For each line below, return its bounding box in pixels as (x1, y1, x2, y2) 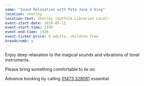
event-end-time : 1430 (5, 29, 49, 34)
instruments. (5, 57, 30, 63)
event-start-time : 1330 (5, 25, 53, 30)
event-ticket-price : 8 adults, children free (5, 34, 98, 39)
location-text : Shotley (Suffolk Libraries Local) (5, 16, 110, 21)
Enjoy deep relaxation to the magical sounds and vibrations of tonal (5, 52, 140, 57)
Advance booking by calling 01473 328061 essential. (5, 75, 111, 81)
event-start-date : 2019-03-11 (5, 20, 66, 26)
